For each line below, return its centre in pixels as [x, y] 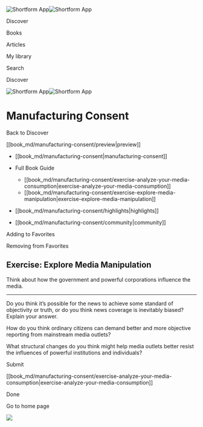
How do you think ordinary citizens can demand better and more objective [99, 328]
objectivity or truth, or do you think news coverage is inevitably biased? [95, 309]
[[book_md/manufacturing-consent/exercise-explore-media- [100, 192]
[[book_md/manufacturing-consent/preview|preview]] [73, 144]
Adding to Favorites [31, 234]
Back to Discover [27, 133]
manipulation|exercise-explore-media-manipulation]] [90, 199]
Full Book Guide [35, 168]
